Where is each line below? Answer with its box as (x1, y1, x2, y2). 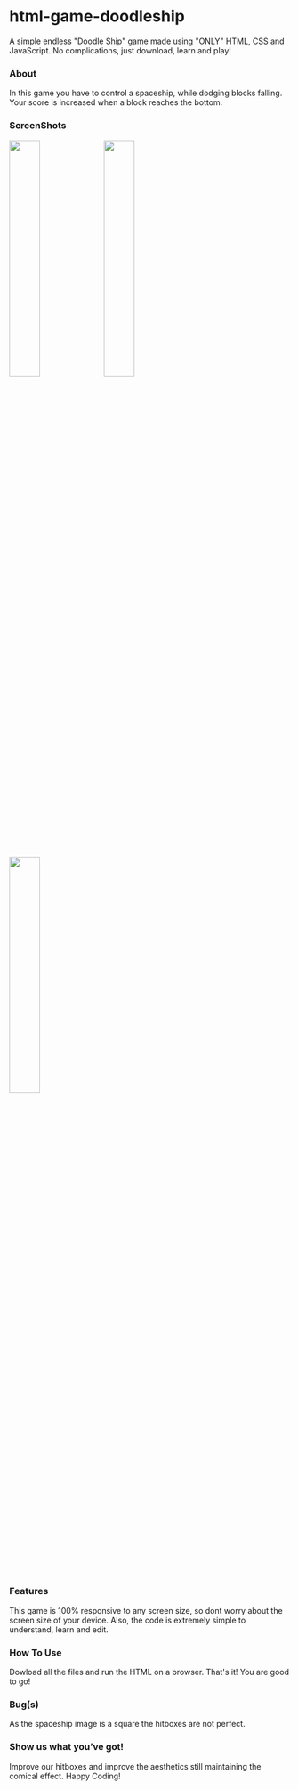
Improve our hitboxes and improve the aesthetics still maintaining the (9, 1761, 262, 1771)
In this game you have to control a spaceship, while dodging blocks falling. (9, 87, 283, 99)
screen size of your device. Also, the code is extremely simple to (9, 1615, 246, 1625)
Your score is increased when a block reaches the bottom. (9, 97, 223, 108)
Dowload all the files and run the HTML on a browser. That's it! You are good (9, 1667, 290, 1678)
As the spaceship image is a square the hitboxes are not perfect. (9, 1719, 246, 1729)
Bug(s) (9, 1698, 39, 1711)
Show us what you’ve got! (9, 1741, 125, 1753)
